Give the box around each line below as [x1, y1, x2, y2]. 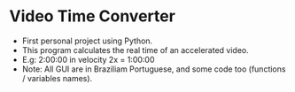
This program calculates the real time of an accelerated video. [21, 44, 250, 55]
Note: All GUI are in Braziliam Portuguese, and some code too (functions [21, 64, 286, 74]
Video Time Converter [9, 6, 175, 27]
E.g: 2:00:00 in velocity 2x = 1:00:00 [21, 54, 155, 65]
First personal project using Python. [21, 35, 153, 46]
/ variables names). [21, 73, 93, 83]
